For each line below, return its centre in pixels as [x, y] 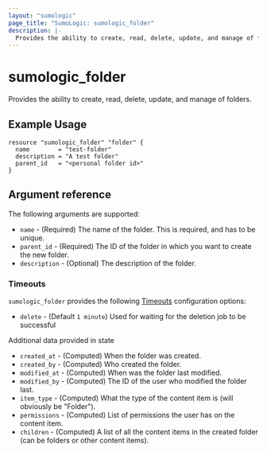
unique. [32, 238]
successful [38, 325]
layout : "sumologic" [43, 16]
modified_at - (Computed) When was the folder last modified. [121, 373]
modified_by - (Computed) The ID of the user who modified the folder [133, 381]
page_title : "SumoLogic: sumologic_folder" [81, 23]
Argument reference [60, 195]
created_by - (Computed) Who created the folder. [101, 364]
